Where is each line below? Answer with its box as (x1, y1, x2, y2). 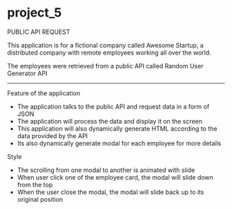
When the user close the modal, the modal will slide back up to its (17, 188, 204, 196)
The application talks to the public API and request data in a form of (17, 102, 210, 111)
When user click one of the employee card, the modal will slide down (17, 173, 214, 181)
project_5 (7, 5, 62, 21)
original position (17, 195, 64, 203)
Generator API (7, 69, 48, 77)
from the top (17, 180, 53, 189)
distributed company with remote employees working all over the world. (7, 48, 212, 57)
